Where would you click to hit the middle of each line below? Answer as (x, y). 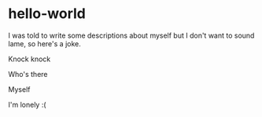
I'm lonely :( (27, 104)
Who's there (28, 74)
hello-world (47, 14)
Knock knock (30, 59)
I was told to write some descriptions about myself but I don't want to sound (131, 35)
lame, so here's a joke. (44, 43)
